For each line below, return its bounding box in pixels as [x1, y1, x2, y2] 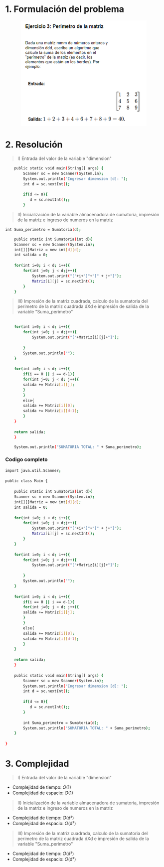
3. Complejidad [5, 758, 69, 769]
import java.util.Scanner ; [5, 468, 61, 473]
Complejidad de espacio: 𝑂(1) [12, 790, 73, 796]
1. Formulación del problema [5, 3, 125, 15]
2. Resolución [5, 139, 63, 150]
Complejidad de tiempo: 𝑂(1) [12, 784, 71, 790]
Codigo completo [5, 456, 48, 463]
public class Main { [5, 478, 48, 484]
